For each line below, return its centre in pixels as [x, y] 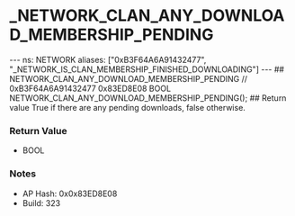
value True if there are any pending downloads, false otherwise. [127, 107]
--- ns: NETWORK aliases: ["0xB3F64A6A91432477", [108, 59]
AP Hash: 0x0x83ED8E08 [70, 193]
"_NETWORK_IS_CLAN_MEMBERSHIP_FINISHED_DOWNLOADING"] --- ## [147, 69]
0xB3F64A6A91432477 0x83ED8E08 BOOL [90, 88]
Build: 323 [41, 202]
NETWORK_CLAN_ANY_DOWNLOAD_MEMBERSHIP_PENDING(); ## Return [148, 98]
